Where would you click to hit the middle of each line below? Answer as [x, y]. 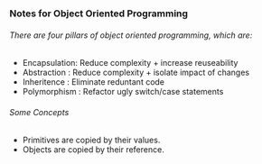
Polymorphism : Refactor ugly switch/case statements [123, 92]
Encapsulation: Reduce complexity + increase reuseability [130, 63]
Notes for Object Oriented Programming [98, 14]
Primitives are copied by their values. [91, 140]
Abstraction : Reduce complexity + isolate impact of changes [136, 73]
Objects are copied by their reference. [93, 150]
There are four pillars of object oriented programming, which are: [131, 35]
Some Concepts [39, 112]
